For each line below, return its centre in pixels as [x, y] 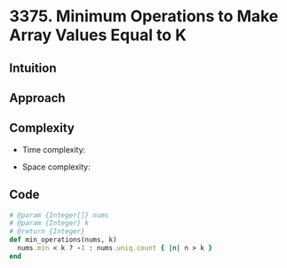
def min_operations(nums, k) [63, 240]
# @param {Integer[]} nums [59, 215]
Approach [37, 98]
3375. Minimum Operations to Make [144, 16]
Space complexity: [56, 167]
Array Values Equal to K [98, 35]
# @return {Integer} [48, 232]
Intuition [33, 68]
